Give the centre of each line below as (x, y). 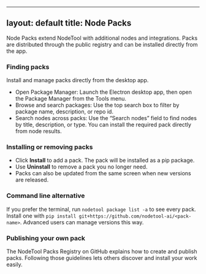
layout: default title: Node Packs (69, 23)
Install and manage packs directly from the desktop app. (78, 80)
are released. (32, 180)
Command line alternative (46, 196)
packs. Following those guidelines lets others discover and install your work (102, 258)
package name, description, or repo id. (64, 112)
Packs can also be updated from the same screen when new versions (103, 173)
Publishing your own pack (46, 238)
